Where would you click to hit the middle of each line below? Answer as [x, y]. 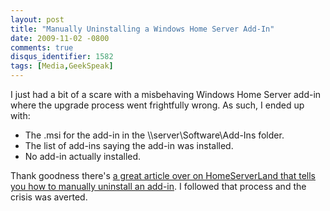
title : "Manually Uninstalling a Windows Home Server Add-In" [142, 29]
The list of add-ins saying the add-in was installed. [129, 145]
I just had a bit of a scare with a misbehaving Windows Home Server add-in [166, 94]
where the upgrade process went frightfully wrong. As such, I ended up [157, 105]
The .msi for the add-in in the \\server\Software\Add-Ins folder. [154, 135]
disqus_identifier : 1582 [62, 57]
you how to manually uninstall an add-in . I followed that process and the [158, 186]
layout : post [37, 19]
